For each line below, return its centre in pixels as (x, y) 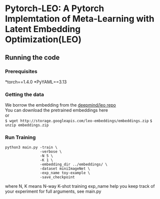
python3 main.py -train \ (31, 147)
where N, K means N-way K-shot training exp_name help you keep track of (80, 186)
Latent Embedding (43, 29)
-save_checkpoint (57, 177)
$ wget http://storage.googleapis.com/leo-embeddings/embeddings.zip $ (79, 121)
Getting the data (25, 94)
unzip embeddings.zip (27, 125)
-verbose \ (51, 152)
